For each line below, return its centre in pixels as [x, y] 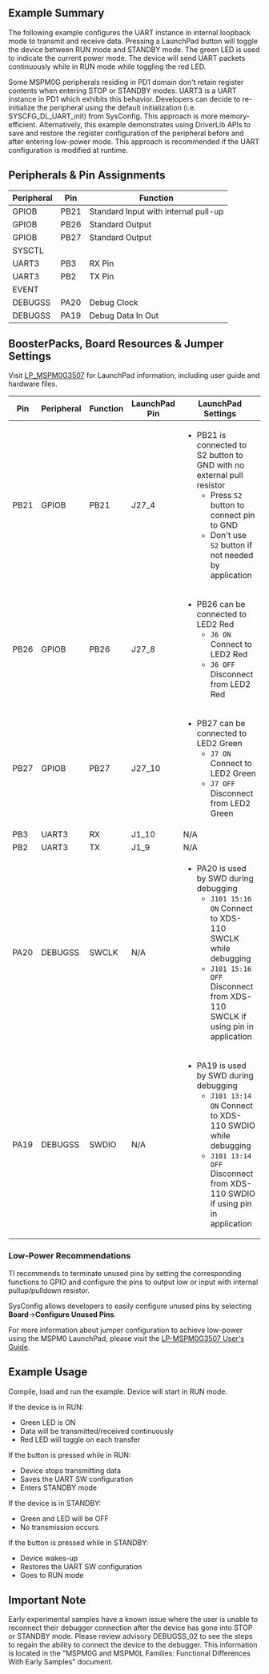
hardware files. [33, 384]
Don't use [228, 536]
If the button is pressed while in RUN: [70, 1455]
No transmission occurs [59, 1527]
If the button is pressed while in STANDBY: [78, 1542]
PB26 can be [221, 604]
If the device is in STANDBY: [55, 1503]
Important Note [47, 1600]
